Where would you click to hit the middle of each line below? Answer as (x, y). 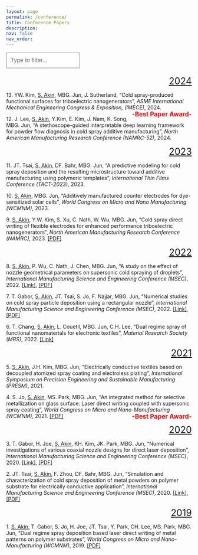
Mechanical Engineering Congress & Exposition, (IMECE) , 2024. (84, 107)
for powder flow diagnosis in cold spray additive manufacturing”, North (92, 131)
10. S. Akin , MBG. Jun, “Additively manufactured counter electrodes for (92, 196)
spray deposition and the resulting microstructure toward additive (85, 172)
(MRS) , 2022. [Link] (30, 339)
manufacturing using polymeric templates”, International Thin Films (88, 178)
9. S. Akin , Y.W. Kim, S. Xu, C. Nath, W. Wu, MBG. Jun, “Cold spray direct (95, 220)
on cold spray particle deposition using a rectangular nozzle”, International (97, 303)
